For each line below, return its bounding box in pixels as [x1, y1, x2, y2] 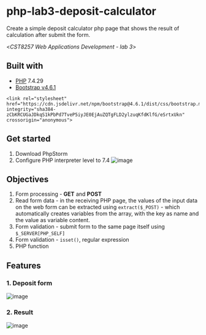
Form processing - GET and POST [15, 190, 102, 198]
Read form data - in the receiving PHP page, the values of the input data [15, 197, 198, 204]
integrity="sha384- [6, 106, 56, 112]
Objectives [6, 174, 49, 185]
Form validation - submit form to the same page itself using [15, 223, 166, 231]
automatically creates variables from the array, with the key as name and [15, 210, 199, 217]
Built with [6, 61, 44, 71]
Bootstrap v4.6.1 [15, 83, 56, 91]
